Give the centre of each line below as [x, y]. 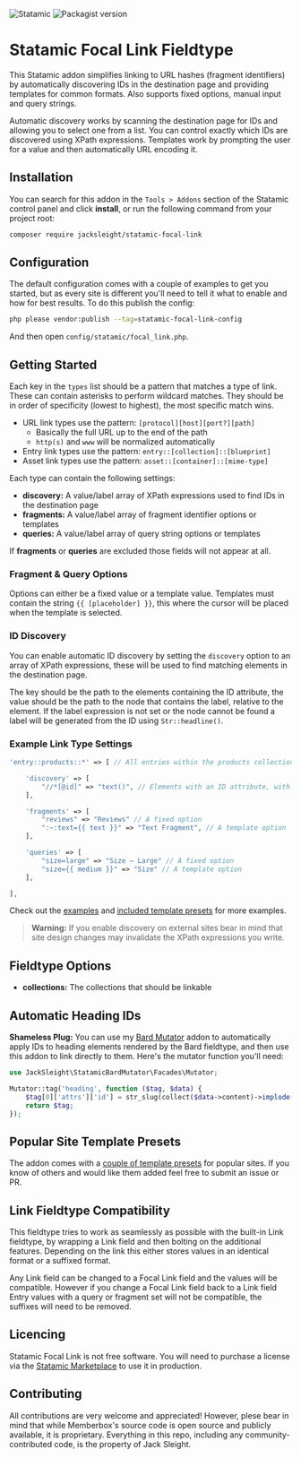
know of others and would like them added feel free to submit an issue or [144, 1173]
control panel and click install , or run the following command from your [141, 208]
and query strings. [43, 103]
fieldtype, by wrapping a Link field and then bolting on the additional [135, 1242]
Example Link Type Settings [71, 744]
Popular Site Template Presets [95, 1141]
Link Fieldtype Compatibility [90, 1210]
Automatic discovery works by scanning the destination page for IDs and [143, 120]
